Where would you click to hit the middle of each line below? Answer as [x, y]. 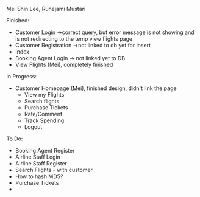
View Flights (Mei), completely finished [64, 64]
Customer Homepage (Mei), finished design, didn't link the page [96, 88]
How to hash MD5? [39, 176]
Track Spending [44, 120]
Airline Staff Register [41, 163]
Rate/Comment [43, 114]
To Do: [15, 139]
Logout [33, 127]
